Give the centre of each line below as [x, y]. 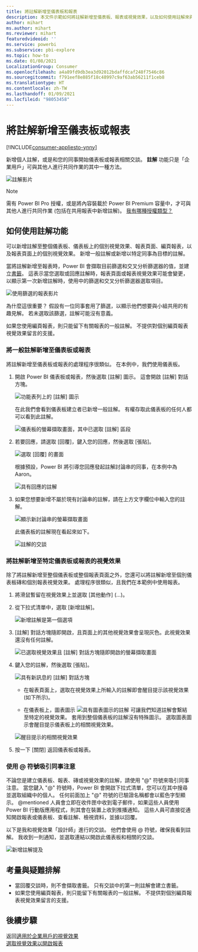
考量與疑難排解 [33, 870]
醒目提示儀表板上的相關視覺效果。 [75, 724]
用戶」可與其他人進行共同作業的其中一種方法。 [68, 166]
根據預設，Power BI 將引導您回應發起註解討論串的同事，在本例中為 [96, 466]
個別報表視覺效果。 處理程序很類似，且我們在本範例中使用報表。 [105, 582]
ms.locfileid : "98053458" [38, 99]
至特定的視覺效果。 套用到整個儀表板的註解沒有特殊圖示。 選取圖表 [105, 717]
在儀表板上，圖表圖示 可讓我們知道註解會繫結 [105, 709]
